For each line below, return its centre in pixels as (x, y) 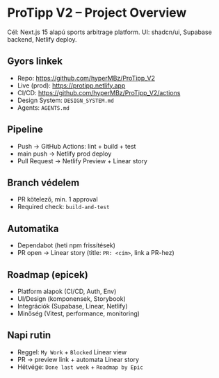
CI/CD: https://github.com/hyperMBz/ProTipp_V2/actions (99, 92)
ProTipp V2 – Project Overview (97, 13)
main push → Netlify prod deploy (64, 154)
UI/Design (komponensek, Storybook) (72, 299)
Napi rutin (29, 335)
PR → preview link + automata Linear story (78, 359)
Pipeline (25, 130)
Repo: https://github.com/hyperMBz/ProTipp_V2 (86, 78)
